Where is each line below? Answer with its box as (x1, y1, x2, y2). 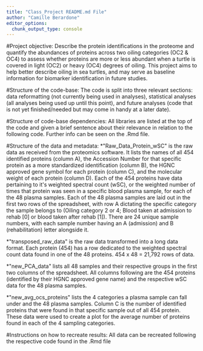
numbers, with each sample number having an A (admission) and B (6, 220, 174, 227)
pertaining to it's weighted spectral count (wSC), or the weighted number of (6, 181, 196, 188)
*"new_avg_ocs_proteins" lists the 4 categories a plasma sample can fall (6, 294, 187, 301)
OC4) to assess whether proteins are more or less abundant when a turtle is (6, 55, 196, 63)
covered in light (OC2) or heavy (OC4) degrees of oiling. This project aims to (6, 62, 198, 69)
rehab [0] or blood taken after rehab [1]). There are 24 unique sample (6, 213, 179, 220)
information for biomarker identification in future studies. (6, 75, 148, 82)
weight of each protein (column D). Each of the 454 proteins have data (6, 174, 183, 182)
